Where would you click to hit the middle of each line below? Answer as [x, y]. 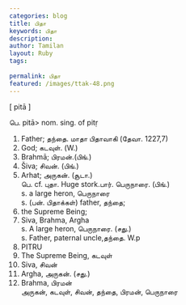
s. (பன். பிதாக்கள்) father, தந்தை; [73, 202]
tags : [18, 61]
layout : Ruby [31, 53]
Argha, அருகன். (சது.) [55, 273]
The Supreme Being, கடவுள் [66, 255]
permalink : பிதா [35, 76]
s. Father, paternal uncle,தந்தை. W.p [80, 237]
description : [31, 38]
